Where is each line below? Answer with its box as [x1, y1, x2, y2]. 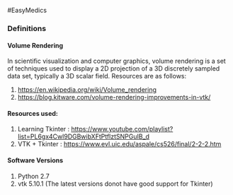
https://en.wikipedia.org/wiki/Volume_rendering [17, 85, 157, 94]
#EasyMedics [7, 6, 47, 14]
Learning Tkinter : [17, 125, 70, 134]
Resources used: [7, 109, 58, 117]
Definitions [7, 23, 47, 33]
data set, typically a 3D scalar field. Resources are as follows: [7, 72, 187, 81]
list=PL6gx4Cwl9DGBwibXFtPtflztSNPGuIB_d [17, 132, 150, 141]
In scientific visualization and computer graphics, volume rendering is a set [7, 57, 227, 66]
